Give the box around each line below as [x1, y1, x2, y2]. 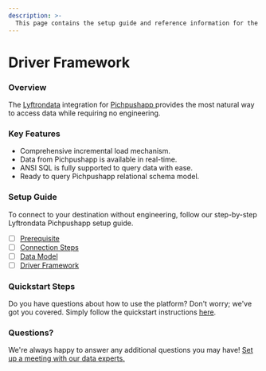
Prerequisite [19, 233, 60, 243]
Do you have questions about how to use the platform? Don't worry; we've [8, 299, 252, 309]
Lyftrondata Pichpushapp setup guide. [8, 218, 134, 228]
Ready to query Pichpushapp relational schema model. [19, 172, 200, 182]
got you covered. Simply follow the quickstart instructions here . [8, 307, 217, 317]
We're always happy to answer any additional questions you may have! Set [8, 346, 253, 355]
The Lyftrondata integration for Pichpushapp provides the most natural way [8, 100, 255, 109]
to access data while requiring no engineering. [8, 108, 161, 118]
